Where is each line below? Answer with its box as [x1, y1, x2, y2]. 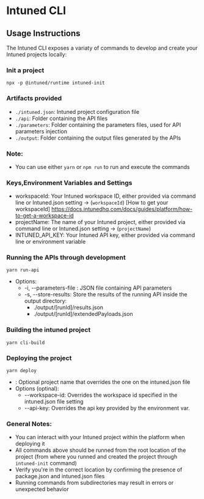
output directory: [24, 298, 67, 305]
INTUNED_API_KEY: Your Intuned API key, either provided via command [15, 231, 195, 239]
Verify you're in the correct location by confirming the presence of [15, 466, 183, 473]
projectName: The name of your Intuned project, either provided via [15, 219, 186, 226]
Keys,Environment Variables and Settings [6, 178, 133, 187]
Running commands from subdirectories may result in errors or [15, 479, 174, 487]
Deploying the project [6, 353, 72, 362]
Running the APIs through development [6, 253, 126, 262]
